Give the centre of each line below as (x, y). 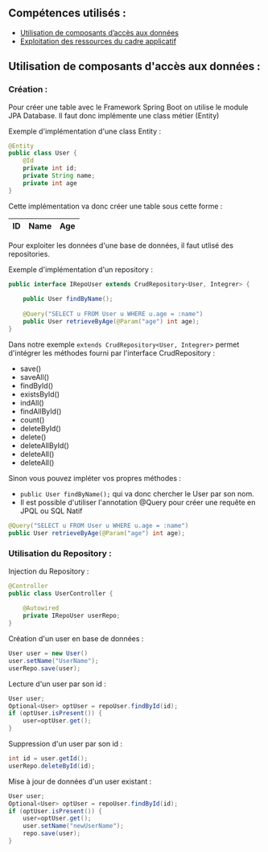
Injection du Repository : (49, 571)
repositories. (29, 253)
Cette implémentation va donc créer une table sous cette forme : (115, 206)
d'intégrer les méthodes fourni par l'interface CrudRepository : (112, 352)
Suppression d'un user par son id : (66, 744)
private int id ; (50, 168)
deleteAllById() (45, 445)
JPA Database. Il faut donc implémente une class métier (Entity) (114, 115)
